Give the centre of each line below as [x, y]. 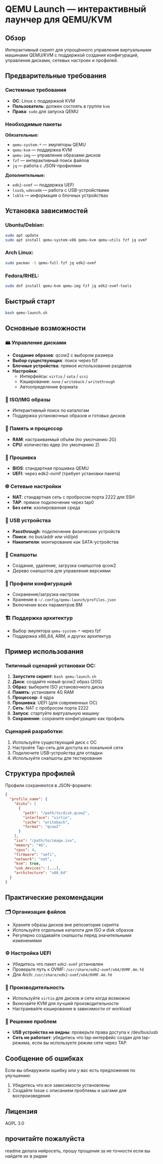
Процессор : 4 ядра [33, 698]
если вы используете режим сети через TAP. [80, 1043]
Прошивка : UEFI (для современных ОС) [55, 703]
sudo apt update [22, 235]
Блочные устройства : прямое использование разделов [72, 366]
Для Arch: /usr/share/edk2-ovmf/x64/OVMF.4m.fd [62, 974]
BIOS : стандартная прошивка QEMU [51, 468]
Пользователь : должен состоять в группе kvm [61, 106]
